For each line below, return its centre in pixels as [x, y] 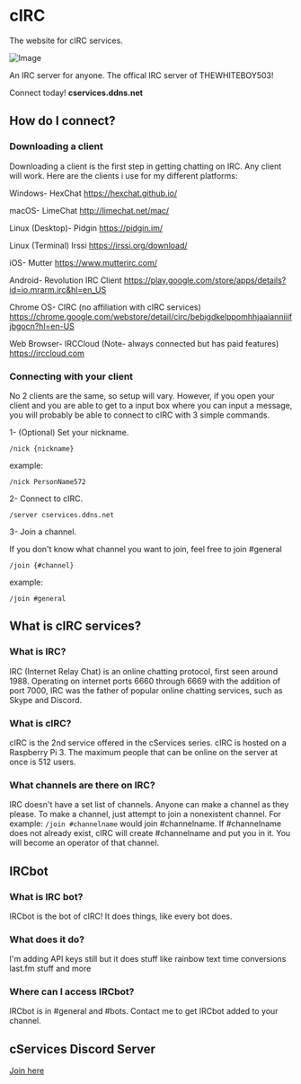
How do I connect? [62, 121]
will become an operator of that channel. [84, 843]
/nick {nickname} [42, 449]
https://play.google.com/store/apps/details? [205, 280]
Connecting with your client [71, 376]
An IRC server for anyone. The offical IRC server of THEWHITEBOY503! [142, 75]
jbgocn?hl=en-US [42, 326]
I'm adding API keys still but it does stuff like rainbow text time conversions [148, 959]
